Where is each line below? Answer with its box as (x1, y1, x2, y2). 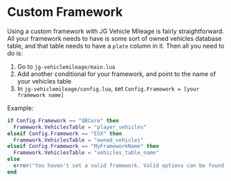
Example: (7, 104, 34, 112)
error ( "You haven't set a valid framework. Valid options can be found (13, 162, 225, 169)
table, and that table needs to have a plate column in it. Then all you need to (7, 41, 225, 50)
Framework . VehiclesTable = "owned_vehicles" (13, 136, 144, 144)
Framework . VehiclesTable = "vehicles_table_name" (13, 149, 159, 156)
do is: (7, 49, 23, 57)
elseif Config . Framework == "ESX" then (7, 130, 122, 137)
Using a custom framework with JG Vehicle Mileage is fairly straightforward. (7, 27, 225, 35)
